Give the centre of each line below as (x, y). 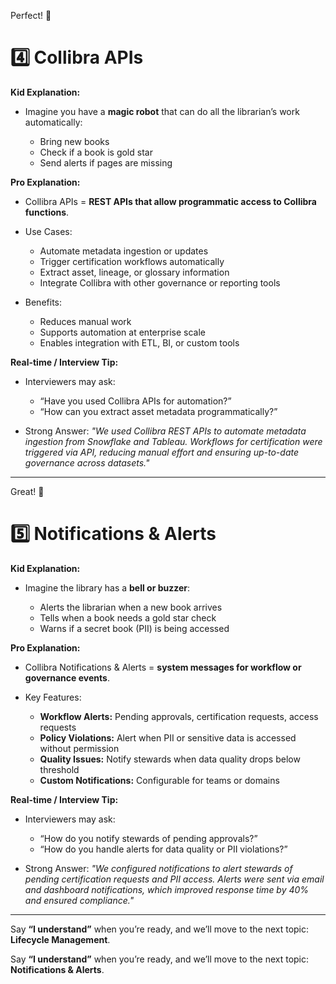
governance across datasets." (87, 462)
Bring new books (74, 141)
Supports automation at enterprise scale (123, 332)
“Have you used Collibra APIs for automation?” (135, 401)
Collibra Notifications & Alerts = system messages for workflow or (163, 667)
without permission (79, 748)
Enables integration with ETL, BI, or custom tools (139, 342)
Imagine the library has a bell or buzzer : (107, 587)
